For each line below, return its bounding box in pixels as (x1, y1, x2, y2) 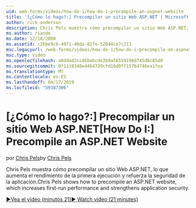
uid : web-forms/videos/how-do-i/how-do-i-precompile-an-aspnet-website (6, 8, 184, 15)
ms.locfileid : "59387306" (6, 85, 69, 91)
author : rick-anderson (6, 19, 61, 25)
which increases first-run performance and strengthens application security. (6, 184, 190, 191)
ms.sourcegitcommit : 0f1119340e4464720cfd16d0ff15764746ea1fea (6, 63, 163, 69)
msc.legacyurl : (6, 47, 43, 53)
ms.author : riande (6, 30, 51, 36)
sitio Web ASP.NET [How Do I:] (6, 122, 155, 136)
